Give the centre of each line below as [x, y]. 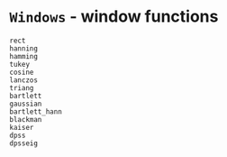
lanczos [24, 80]
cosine [22, 72]
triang [22, 88]
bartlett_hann [36, 111]
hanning [24, 48]
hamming [24, 56]
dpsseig [24, 143]
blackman [26, 119]
